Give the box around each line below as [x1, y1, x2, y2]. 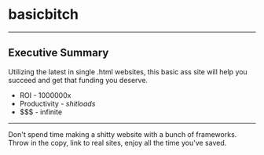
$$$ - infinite [19, 107, 63, 117]
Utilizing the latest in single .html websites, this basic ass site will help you [8, 67, 247, 76]
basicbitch [8, 5, 79, 23]
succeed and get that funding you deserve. [8, 75, 148, 85]
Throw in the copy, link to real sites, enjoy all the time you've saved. [8, 138, 227, 147]
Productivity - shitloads [19, 99, 96, 108]
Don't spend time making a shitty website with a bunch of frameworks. [8, 129, 237, 139]
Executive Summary [8, 46, 109, 59]
